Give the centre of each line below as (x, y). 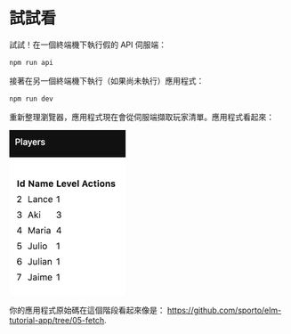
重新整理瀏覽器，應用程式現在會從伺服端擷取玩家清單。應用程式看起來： (141, 117)
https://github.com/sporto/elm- (224, 310)
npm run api (31, 62)
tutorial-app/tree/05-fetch (57, 320)
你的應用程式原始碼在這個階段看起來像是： (87, 310)
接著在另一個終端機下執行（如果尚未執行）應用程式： (107, 80)
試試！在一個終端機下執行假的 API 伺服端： (88, 45)
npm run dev (31, 99)
